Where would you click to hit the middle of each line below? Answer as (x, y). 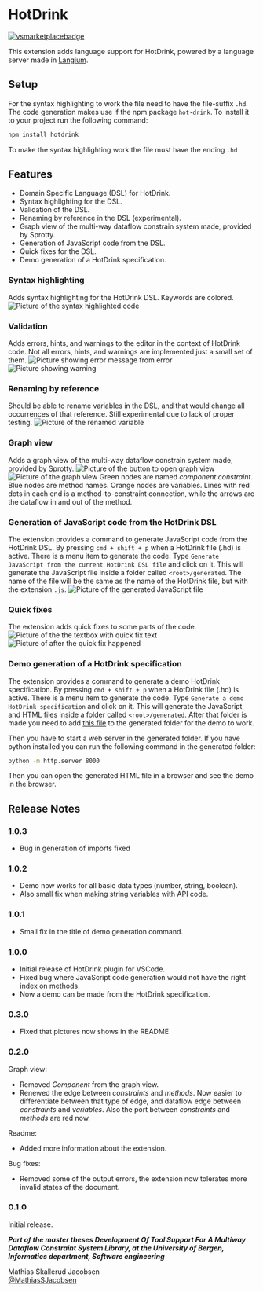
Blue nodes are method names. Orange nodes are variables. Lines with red (129, 485)
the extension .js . (37, 589)
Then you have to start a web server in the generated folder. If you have (124, 738)
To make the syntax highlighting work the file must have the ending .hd (123, 149)
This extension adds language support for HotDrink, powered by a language (131, 51)
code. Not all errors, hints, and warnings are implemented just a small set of (130, 352)
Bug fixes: (24, 1163)
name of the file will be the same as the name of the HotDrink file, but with (128, 581)
